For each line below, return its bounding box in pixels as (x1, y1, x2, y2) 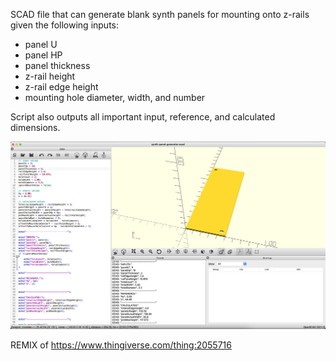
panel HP (24, 49, 63, 61)
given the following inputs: (10, 19, 120, 31)
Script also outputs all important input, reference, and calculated (10, 111, 276, 123)
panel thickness (24, 60, 91, 71)
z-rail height (24, 70, 76, 82)
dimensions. (10, 122, 61, 133)
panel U (24, 39, 58, 50)
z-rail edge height (24, 81, 99, 93)
